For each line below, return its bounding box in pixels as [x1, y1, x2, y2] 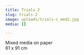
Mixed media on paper [5, 40, 53, 46]
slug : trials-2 [5, 12, 38, 17]
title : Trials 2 [5, 7, 40, 13]
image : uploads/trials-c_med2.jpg [5, 17, 79, 22]
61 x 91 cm [5, 45, 28, 51]
